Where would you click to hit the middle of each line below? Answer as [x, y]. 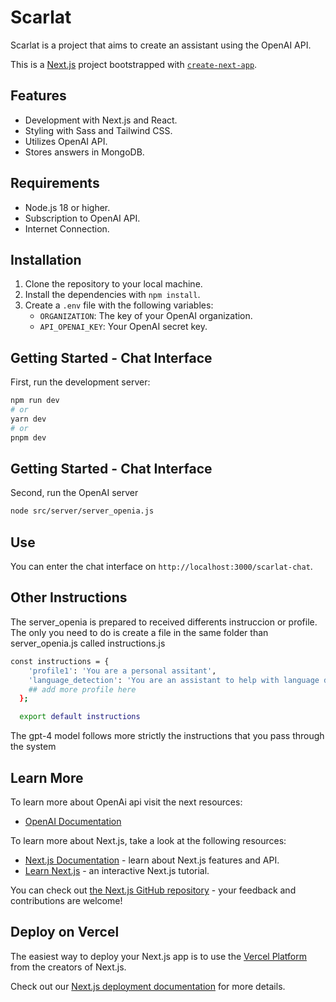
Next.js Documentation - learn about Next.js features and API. [152, 860]
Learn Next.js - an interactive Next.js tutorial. [117, 870]
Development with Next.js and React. [101, 120]
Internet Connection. [67, 228]
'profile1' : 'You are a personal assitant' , [122, 671]
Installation [46, 259]
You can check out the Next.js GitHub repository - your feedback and [153, 890]
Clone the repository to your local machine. [113, 284]
